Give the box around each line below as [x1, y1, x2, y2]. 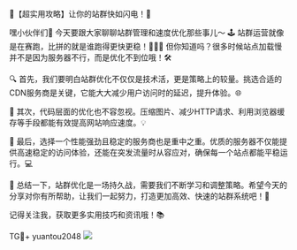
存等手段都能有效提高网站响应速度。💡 [9, 117, 147, 127]
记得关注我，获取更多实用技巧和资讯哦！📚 [9, 209, 165, 220]
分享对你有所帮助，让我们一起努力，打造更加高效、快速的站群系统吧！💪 [9, 191, 270, 201]
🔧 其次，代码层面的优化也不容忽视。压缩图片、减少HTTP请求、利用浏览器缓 [9, 106, 286, 117]
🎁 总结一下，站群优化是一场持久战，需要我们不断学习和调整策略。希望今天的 [9, 180, 288, 190]
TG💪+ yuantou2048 [9, 231, 81, 241]
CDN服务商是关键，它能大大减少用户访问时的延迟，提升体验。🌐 [9, 87, 242, 98]
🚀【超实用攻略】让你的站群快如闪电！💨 [9, 9, 152, 19]
